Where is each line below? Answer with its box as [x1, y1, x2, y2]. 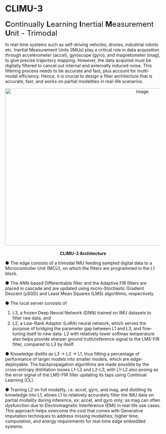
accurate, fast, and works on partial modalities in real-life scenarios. [5, 78, 144, 84]
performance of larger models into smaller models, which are [5, 356, 129, 362]
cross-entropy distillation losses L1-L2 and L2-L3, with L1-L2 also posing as [5, 366, 159, 372]
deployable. [5, 361, 29, 367]
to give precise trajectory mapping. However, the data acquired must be [5, 57, 152, 63]
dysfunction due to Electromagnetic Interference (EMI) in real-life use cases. [5, 402, 161, 408]
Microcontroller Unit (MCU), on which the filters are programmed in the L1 [5, 265, 155, 271]
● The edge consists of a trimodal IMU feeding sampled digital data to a [5, 260, 152, 266]
